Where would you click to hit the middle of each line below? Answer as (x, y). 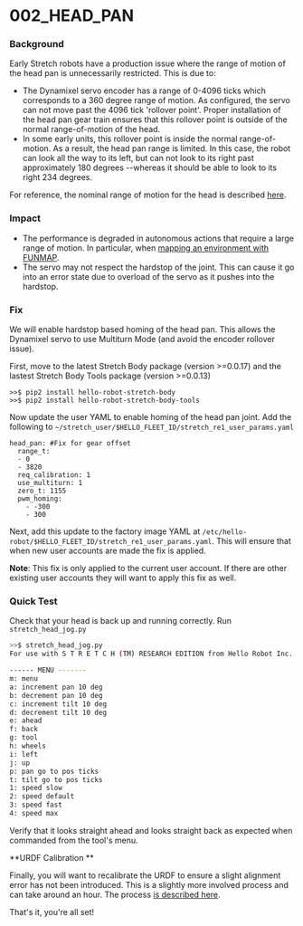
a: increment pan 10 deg (56, 687)
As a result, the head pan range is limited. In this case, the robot (172, 148)
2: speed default (42, 797)
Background (37, 44)
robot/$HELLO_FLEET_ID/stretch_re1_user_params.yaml (111, 542)
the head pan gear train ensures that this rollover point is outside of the (155, 119)
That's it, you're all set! (52, 912)
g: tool (24, 738)
